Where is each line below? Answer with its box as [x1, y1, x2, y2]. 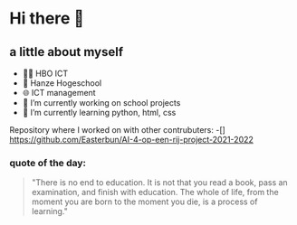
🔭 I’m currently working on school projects [22, 98, 181, 108]
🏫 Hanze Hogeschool [22, 78, 102, 89]
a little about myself [9, 44, 124, 60]
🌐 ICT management [22, 88, 97, 98]
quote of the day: [9, 156, 87, 169]
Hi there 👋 [9, 8, 84, 29]
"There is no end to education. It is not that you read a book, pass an [31, 177, 288, 188]
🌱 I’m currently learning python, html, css [22, 108, 177, 117]
